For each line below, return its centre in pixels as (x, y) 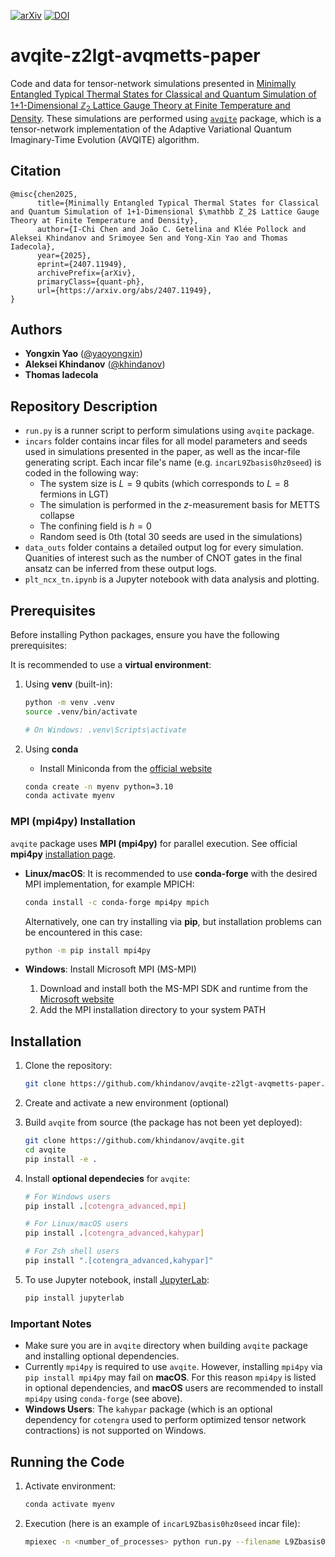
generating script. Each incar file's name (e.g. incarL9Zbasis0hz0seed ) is (173, 462)
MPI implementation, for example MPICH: (109, 884)
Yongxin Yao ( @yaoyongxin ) (83, 354)
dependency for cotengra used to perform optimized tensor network (165, 1420)
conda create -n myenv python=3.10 (99, 786)
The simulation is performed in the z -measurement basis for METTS (180, 505)
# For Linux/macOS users (76, 1224)
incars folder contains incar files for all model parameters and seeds (166, 441)
